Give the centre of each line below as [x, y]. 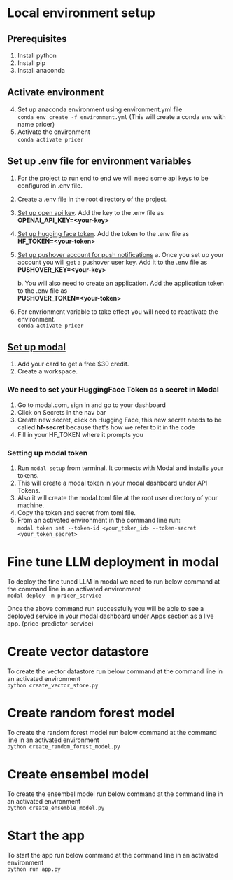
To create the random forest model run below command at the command [112, 732]
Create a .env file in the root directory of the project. [92, 199]
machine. [31, 505]
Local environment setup [81, 13]
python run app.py [34, 869]
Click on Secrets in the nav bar [62, 412]
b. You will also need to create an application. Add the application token [120, 283]
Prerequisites [37, 39]
